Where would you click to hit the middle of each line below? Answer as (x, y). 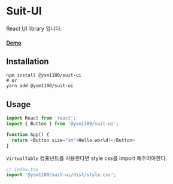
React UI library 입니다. (34, 28)
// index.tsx (22, 170)
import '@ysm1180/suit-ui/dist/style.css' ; (61, 175)
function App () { (28, 134)
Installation (28, 61)
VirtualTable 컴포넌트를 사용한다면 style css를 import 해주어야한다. (87, 158)
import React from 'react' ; (41, 118)
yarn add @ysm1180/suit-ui (40, 86)
